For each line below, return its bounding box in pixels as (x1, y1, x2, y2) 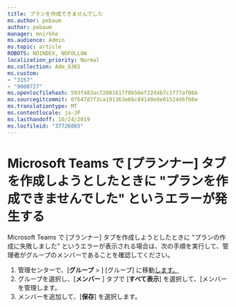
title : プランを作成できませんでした (7, 10, 103, 18)
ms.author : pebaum (7, 17, 62, 24)
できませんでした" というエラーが (20, 191, 215, 206)
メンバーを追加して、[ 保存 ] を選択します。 (17, 292, 142, 301)
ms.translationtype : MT (7, 103, 78, 110)
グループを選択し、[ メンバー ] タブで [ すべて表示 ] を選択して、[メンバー (17, 274, 227, 284)
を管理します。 (17, 284, 62, 292)
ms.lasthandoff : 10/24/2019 (7, 116, 91, 123)
